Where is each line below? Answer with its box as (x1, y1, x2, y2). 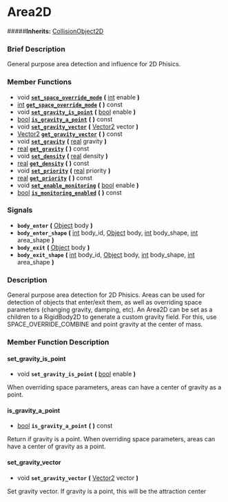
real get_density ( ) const (17, 159, 90, 167)
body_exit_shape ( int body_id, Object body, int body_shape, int (17, 250, 195, 259)
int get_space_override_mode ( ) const (17, 100, 123, 108)
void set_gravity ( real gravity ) (17, 137, 107, 145)
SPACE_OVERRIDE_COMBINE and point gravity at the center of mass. (7, 320, 203, 329)
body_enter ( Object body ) (17, 221, 93, 229)
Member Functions (7, 77, 72, 87)
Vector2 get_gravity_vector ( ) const (17, 129, 123, 138)
